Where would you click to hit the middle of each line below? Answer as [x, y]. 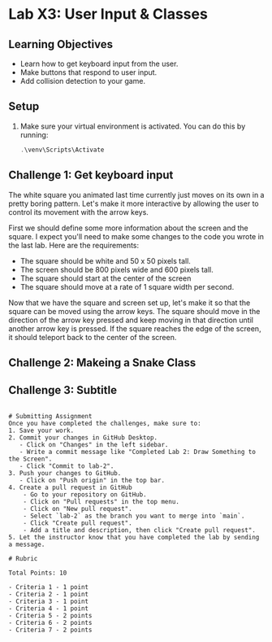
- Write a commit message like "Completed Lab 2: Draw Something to [137, 452]
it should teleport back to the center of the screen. [93, 337]
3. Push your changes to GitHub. [65, 473]
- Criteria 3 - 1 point [49, 601]
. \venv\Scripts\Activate [62, 150]
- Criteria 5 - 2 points [50, 615]
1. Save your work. [41, 430]
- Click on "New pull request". [78, 509]
